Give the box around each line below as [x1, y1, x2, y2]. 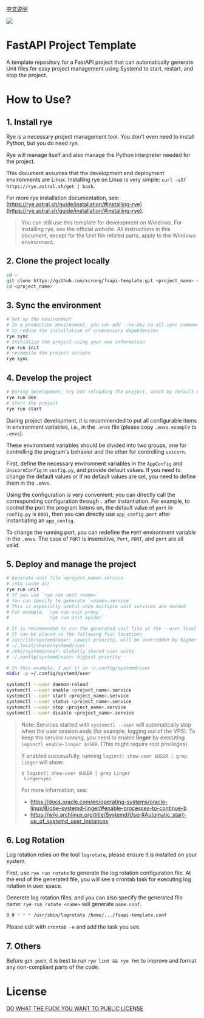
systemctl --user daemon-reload [6, 682, 88, 688]
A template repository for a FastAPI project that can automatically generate [6, 58, 194, 66]
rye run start [6, 406, 42, 412]
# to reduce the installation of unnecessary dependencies [6, 327, 159, 333]
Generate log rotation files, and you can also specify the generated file [6, 894, 183, 901]
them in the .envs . [6, 479, 52, 486]
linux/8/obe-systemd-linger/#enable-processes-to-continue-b [30, 805, 187, 812]
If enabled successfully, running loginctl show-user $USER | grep [21, 752, 187, 759]
